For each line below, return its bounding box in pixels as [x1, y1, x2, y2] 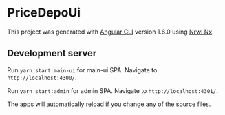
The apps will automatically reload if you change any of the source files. [7, 100, 211, 108]
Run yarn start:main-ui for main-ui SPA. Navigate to [7, 65, 158, 74]
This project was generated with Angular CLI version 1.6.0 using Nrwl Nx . [7, 28, 215, 36]
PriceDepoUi [7, 5, 81, 21]
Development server [7, 48, 97, 59]
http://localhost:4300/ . [7, 73, 77, 81]
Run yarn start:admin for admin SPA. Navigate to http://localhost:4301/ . [7, 86, 218, 94]
